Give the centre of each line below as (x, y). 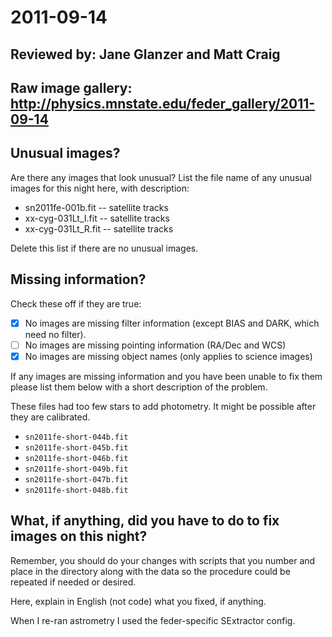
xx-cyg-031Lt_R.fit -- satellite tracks (99, 228)
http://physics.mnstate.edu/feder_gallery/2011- (163, 103)
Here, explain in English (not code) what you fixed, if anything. (138, 601)
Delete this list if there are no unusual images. (104, 248)
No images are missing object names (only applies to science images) (168, 356)
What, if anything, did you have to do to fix (145, 521)
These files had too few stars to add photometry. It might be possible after (163, 406)
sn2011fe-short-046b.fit (76, 458)
